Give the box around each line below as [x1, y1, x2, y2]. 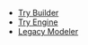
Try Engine [17, 17, 58, 27]
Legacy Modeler [17, 26, 79, 36]
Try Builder [17, 8, 59, 18]
